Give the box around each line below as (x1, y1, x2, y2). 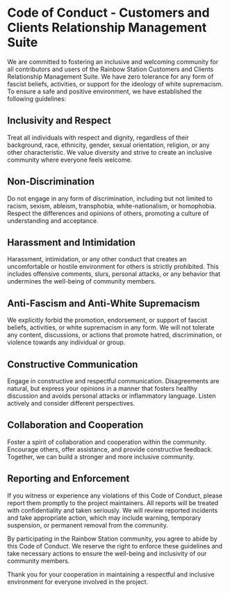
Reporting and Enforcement (7, 472, 130, 485)
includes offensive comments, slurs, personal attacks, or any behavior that (7, 270, 221, 278)
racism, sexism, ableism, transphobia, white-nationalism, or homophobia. (7, 201, 217, 210)
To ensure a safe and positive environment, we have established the (7, 87, 202, 95)
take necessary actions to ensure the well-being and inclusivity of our (7, 549, 207, 557)
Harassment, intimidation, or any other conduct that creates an (7, 255, 187, 263)
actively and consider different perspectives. (7, 399, 135, 407)
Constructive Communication (7, 358, 138, 370)
